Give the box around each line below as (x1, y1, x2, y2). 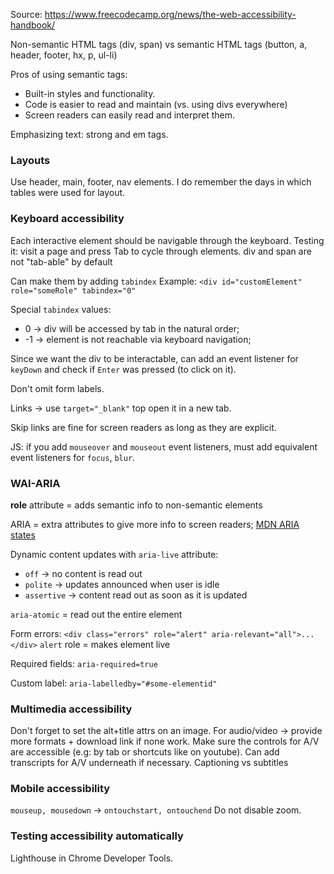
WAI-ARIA (10, 476, 61, 490)
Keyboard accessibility (10, 212, 125, 226)
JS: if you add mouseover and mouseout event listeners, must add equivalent (10, 440, 318, 453)
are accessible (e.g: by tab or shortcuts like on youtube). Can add (10, 746, 280, 758)
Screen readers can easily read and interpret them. (24, 109, 236, 121)
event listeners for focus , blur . (10, 451, 136, 463)
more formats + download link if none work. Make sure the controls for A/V (10, 735, 320, 748)
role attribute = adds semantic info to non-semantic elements (10, 499, 263, 511)
